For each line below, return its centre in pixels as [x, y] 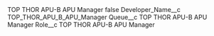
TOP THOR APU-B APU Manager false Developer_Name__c [94, 10]
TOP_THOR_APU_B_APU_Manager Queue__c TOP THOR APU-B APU [107, 17]
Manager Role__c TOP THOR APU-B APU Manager [81, 25]
